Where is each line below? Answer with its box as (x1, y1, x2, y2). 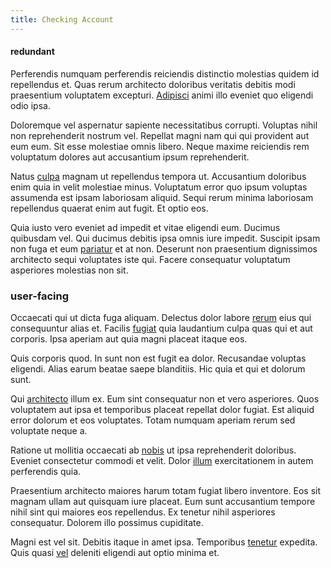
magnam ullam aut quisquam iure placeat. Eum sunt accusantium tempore (10, 496, 316, 508)
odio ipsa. (10, 99, 51, 111)
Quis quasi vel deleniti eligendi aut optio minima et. (10, 547, 220, 559)
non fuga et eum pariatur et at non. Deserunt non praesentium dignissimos (10, 242, 318, 255)
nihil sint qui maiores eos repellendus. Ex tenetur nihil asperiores (10, 506, 276, 518)
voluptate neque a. (10, 425, 88, 437)
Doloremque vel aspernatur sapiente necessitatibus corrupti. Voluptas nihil (10, 119, 318, 131)
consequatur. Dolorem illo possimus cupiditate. (10, 517, 204, 529)
